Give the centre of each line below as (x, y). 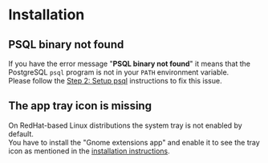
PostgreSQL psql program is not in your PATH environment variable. (119, 72)
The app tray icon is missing (80, 106)
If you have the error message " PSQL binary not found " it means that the (130, 63)
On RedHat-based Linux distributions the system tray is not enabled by (125, 125)
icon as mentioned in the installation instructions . (89, 151)
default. (21, 133)
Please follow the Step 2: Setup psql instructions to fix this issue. (115, 81)
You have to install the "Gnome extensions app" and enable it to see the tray (134, 142)
